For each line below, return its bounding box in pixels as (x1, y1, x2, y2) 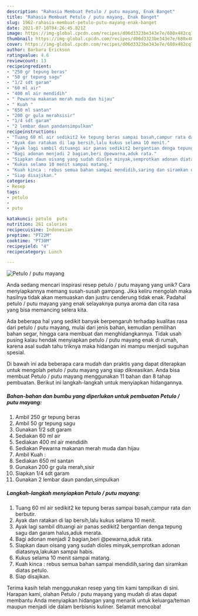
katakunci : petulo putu (6, 216, 68, 222)
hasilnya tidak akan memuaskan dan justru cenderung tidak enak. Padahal (6, 294, 186, 301)
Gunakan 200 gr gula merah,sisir (15, 464, 95, 471)
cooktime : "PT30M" (6, 237, 52, 244)
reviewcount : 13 (6, 58, 46, 63)
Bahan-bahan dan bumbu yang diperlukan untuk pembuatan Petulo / (6, 392, 180, 400)
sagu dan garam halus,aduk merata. (15, 530, 102, 537)
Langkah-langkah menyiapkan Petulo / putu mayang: (6, 489, 141, 497)
